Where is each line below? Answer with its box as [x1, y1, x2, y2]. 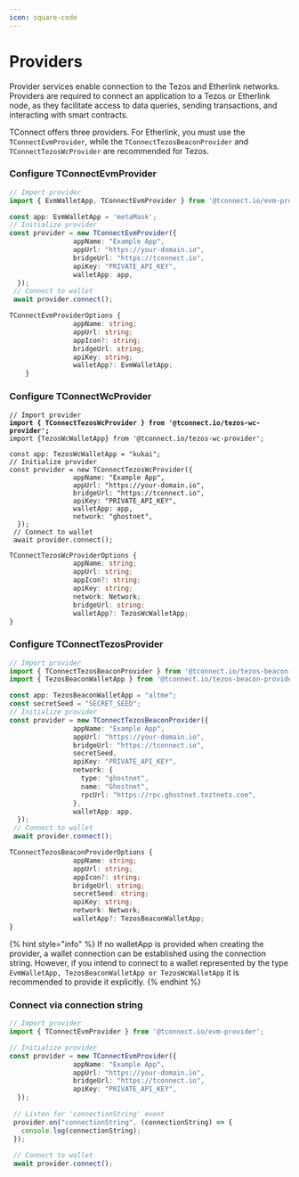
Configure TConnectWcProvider [9, 390, 152, 403]
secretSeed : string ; [72, 889, 149, 898]
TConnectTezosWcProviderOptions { [9, 551, 138, 560]
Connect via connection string [9, 999, 144, 1011]
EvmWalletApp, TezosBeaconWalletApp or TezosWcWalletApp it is [9, 967, 240, 977]
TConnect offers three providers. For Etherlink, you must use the [9, 127, 246, 137]
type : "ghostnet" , [80, 774, 149, 783]
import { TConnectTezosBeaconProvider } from [9, 666, 181, 675]
